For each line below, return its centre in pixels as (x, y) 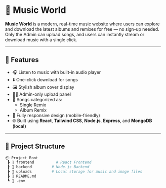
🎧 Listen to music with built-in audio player (57, 72)
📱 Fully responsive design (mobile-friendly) (56, 115)
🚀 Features (22, 60)
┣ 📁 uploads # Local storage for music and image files (75, 172)
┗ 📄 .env (16, 181)
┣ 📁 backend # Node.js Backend (48, 167)
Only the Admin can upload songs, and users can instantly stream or (75, 34)
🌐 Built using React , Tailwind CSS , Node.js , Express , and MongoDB (82, 121)
